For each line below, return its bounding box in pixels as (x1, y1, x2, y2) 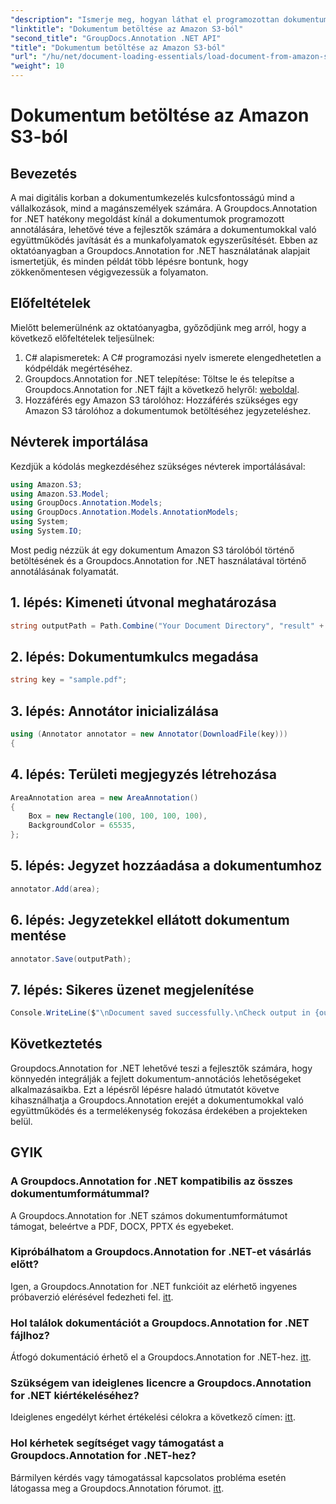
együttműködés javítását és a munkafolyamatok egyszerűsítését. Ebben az (10, 234, 318, 246)
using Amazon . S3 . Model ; (10, 489, 110, 499)
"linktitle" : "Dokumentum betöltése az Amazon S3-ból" (10, 24, 244, 34)
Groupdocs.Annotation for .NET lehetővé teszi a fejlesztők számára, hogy (10, 1062, 313, 1074)
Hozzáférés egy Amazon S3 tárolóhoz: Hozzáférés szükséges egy (24, 394, 298, 406)
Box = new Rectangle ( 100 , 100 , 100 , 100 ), (28, 811, 208, 821)
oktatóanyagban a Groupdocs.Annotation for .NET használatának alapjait (10, 245, 311, 256)
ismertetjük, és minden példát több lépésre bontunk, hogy (10, 256, 249, 267)
